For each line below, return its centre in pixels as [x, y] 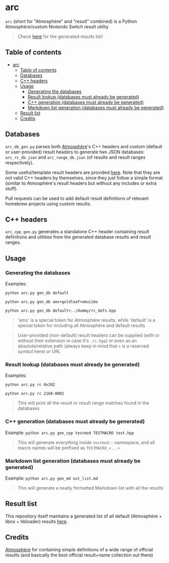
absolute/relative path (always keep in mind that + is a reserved [83, 346]
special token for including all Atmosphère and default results [81, 326]
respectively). [19, 162]
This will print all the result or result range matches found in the [83, 403]
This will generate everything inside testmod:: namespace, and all [86, 442]
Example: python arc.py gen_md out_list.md [52, 478]
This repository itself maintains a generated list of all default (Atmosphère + [84, 516]
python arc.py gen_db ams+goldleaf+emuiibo [52, 302]
